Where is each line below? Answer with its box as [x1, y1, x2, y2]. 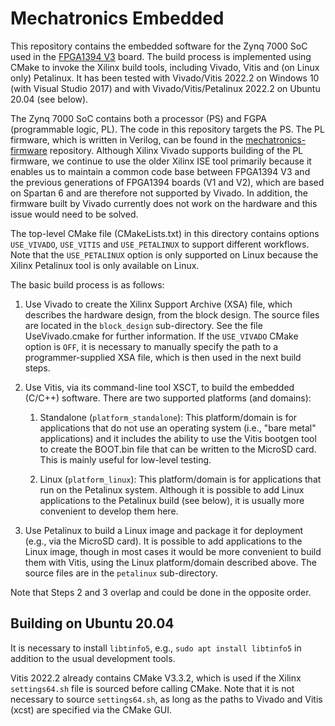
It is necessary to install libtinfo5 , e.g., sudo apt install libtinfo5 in [10, 642, 302, 654]
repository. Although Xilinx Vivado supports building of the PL [49, 144, 304, 156]
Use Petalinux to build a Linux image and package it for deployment [24, 524, 304, 536]
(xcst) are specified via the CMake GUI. [10, 703, 173, 716]
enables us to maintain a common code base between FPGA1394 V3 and [10, 165, 311, 177]
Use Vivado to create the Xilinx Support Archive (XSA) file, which [24, 298, 293, 310]
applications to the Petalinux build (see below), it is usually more [39, 494, 305, 506]
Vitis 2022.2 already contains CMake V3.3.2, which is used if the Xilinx [10, 672, 302, 684]
